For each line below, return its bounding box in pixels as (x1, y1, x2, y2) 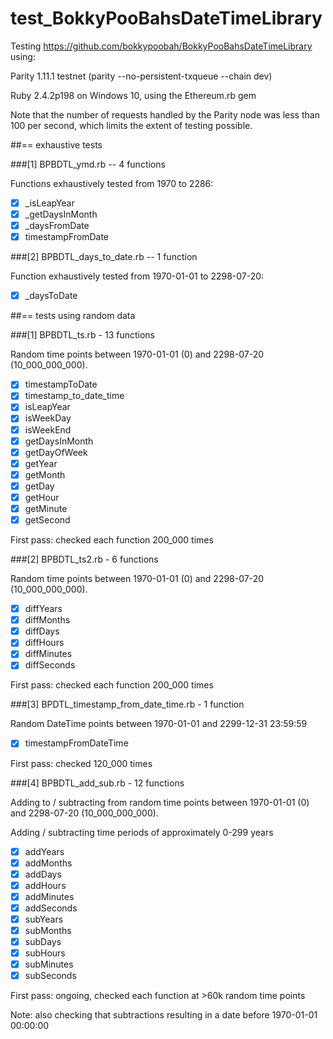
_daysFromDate (24, 220, 90, 232)
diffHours (24, 637, 65, 649)
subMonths (24, 924, 72, 936)
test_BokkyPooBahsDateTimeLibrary (10, 7, 323, 30)
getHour (24, 491, 60, 503)
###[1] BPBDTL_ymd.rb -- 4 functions (10, 158, 166, 170)
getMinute (24, 502, 68, 514)
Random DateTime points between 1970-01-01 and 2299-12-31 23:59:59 (10, 718, 308, 730)
